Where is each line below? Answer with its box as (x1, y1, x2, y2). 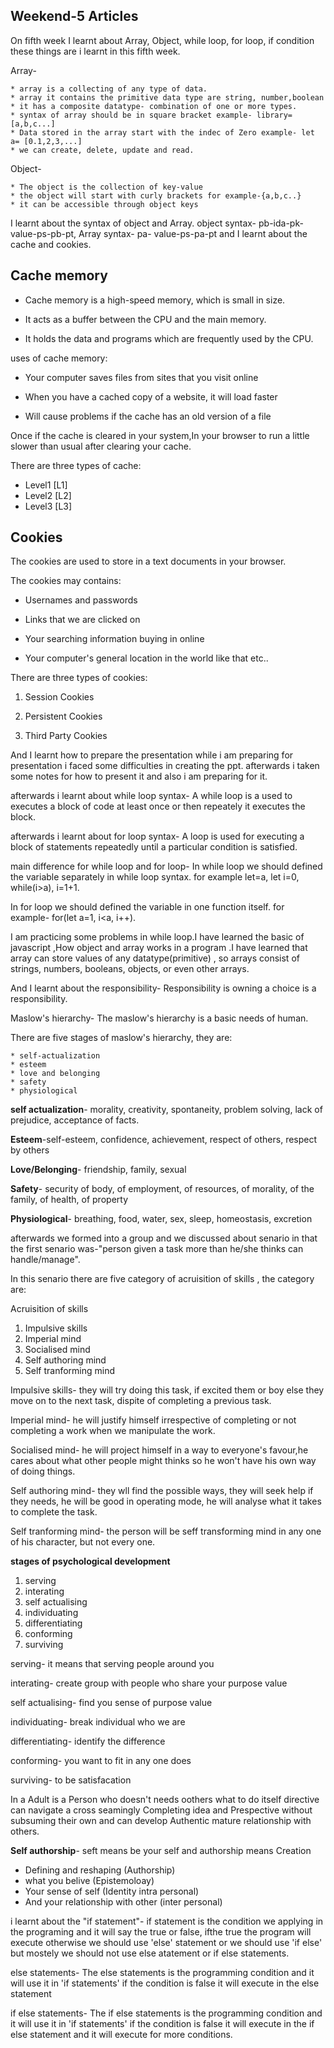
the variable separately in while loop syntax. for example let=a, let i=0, (10, 871, 300, 883)
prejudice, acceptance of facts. (10, 1114, 140, 1126)
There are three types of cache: (10, 459, 142, 471)
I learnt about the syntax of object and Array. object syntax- (10, 217, 257, 229)
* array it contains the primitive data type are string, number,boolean (10, 92, 325, 103)
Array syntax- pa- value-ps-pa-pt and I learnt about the (78, 227, 308, 239)
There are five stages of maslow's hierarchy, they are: (10, 1032, 233, 1044)
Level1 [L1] (24, 479, 68, 491)
